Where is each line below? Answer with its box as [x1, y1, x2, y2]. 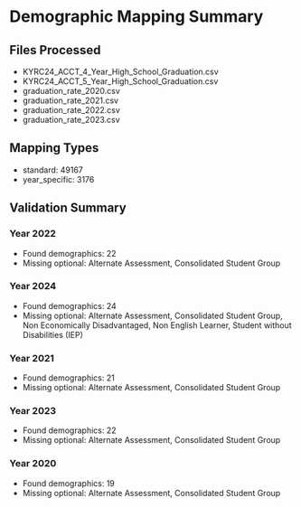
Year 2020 [9, 457, 57, 470]
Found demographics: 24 [22, 300, 118, 311]
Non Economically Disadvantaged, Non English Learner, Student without [22, 319, 292, 331]
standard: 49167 [22, 164, 84, 175]
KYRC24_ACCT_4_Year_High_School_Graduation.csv [22, 66, 219, 77]
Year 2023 [9, 405, 57, 418]
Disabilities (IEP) [22, 329, 84, 340]
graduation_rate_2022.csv [22, 105, 120, 115]
